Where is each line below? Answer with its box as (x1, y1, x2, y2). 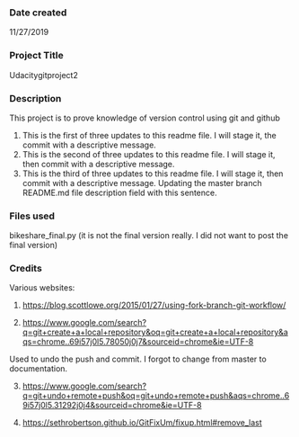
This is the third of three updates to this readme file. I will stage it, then (22, 168, 284, 179)
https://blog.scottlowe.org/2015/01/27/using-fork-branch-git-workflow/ (22, 299, 286, 311)
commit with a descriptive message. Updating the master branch (22, 177, 262, 188)
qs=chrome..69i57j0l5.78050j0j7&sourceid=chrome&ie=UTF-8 (22, 336, 254, 347)
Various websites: (9, 282, 75, 293)
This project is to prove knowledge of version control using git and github (9, 112, 280, 123)
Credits (9, 263, 42, 275)
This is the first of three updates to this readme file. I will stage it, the (22, 129, 277, 140)
